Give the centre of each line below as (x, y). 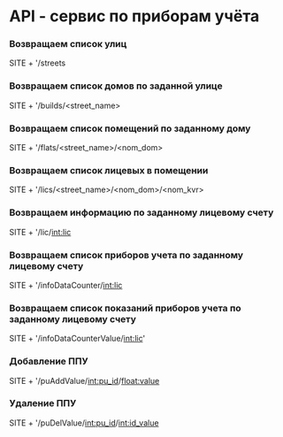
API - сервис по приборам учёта (134, 16)
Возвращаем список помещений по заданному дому (130, 128)
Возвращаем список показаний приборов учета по (125, 308)
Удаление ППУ (43, 403)
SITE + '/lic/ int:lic (40, 232)
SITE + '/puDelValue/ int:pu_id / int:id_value (84, 423)
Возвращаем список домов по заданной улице (116, 86)
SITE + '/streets (38, 63)
